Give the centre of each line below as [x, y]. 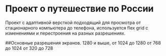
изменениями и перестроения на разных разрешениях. [65, 33]
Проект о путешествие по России [79, 9]
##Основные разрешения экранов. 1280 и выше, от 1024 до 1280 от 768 [83, 42]
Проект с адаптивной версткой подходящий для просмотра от [73, 22]
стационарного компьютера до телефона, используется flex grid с [77, 27]
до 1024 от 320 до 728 [29, 48]
